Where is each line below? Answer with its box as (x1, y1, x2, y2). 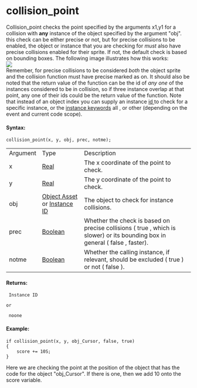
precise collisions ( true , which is (84, 224, 176, 232)
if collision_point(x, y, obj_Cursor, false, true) (6, 338, 135, 344)
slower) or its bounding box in (84, 231, 166, 239)
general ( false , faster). (84, 239, 148, 247)
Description (84, 149, 116, 157)
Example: (6, 325, 30, 332)
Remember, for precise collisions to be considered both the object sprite (6, 66, 181, 74)
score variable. (6, 376, 42, 383)
